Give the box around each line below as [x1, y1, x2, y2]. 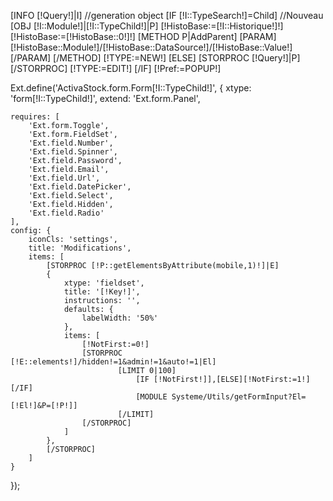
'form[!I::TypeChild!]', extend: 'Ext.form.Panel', [10, 93, 201, 104]
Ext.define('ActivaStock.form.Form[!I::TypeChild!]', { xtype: [10, 82, 252, 94]
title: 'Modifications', [28, 243, 132, 253]
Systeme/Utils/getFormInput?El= [171, 392, 307, 402]
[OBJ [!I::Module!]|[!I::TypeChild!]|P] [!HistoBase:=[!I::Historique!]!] [10, 20, 284, 32]
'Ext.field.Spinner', [28, 147, 118, 157]
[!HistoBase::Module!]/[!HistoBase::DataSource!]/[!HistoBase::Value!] [10, 41, 293, 53]
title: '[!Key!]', [63, 287, 141, 297]
